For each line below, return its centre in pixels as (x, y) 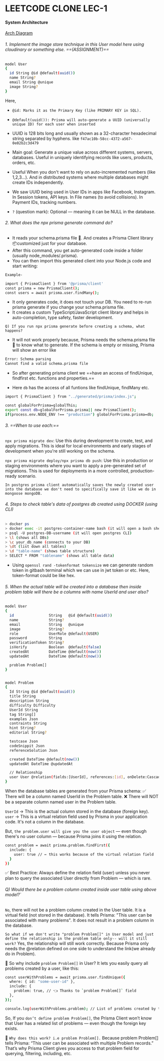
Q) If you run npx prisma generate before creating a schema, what (75, 327)
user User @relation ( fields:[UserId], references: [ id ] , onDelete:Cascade (86, 777)
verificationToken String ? (37, 643)
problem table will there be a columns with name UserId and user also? (77, 592)
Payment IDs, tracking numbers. (44, 202)
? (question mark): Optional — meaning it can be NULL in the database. (84, 211)
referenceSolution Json (33, 750)
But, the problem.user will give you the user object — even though (76, 831)
